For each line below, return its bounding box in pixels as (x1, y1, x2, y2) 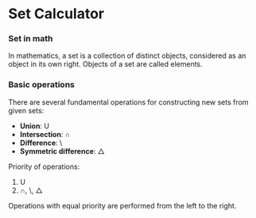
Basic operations (8, 79, 76, 90)
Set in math (8, 33, 53, 44)
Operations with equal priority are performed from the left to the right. (8, 201, 237, 210)
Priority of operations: (8, 162, 80, 171)
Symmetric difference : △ (19, 146, 105, 155)
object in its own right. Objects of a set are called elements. (8, 59, 203, 69)
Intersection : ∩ (19, 129, 71, 139)
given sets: (8, 105, 45, 115)
